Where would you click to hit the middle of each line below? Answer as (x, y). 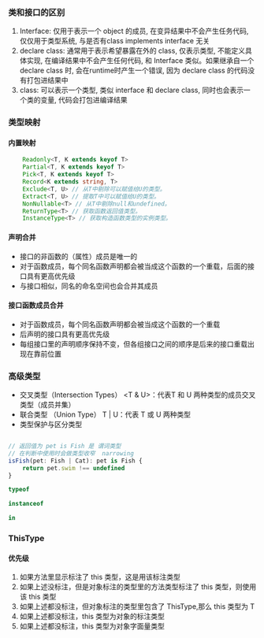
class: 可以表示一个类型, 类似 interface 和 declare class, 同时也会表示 (132, 90)
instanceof (26, 504)
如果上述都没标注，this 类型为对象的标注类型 (92, 617)
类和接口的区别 (37, 12)
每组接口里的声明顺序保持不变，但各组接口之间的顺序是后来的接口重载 (134, 343)
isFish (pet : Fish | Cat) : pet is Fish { (76, 461)
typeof (19, 490)
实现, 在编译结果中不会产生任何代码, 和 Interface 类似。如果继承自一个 (140, 61)
